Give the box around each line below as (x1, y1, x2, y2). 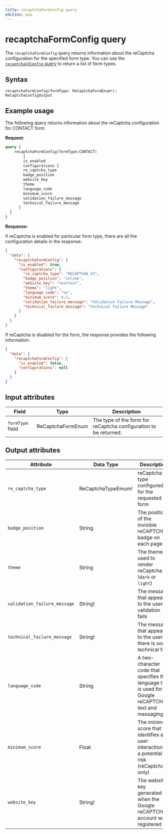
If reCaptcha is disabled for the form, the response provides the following (5, 332, 156, 338)
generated (137, 789, 162, 796)
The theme (137, 548, 163, 555)
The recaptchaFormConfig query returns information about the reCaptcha (5, 50, 154, 56)
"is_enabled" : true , (18, 262, 61, 267)
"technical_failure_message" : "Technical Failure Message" (23, 304, 149, 309)
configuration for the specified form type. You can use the (5, 56, 125, 62)
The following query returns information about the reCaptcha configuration (5, 120, 159, 126)
